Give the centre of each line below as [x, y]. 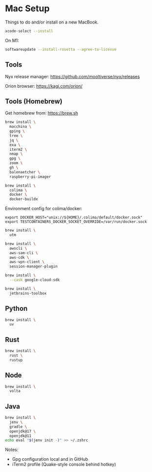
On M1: [12, 40]
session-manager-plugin [33, 267]
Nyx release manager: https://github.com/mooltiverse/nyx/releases [73, 76]
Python [16, 309]
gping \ [17, 131]
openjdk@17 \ [23, 431]
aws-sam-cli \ [24, 253]
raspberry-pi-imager [30, 177]
